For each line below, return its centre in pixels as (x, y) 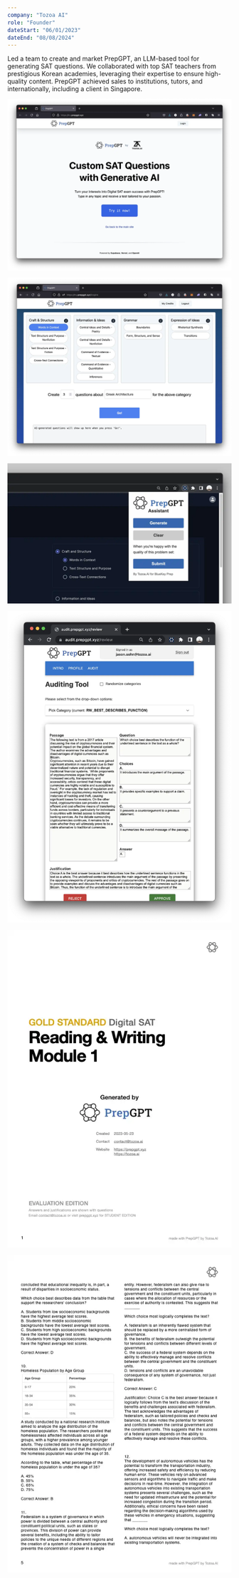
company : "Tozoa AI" (38, 15)
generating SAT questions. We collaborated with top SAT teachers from (112, 66)
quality (17, 81)
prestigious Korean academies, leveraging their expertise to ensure (106, 74)
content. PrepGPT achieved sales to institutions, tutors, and (116, 81)
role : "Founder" (31, 22)
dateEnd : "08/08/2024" (41, 38)
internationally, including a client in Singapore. (75, 89)
